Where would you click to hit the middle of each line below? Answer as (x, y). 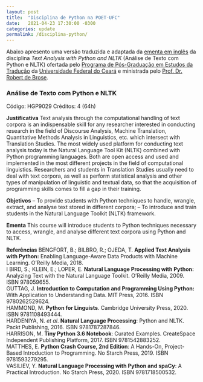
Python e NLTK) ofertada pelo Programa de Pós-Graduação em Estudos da (100, 65)
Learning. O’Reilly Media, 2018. (45, 263)
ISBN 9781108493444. (34, 314)
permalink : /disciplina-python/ (47, 35)
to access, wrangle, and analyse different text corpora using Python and (96, 232)
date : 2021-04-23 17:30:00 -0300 (51, 23)
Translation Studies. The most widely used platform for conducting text (95, 144)
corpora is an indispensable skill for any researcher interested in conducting (101, 124)
